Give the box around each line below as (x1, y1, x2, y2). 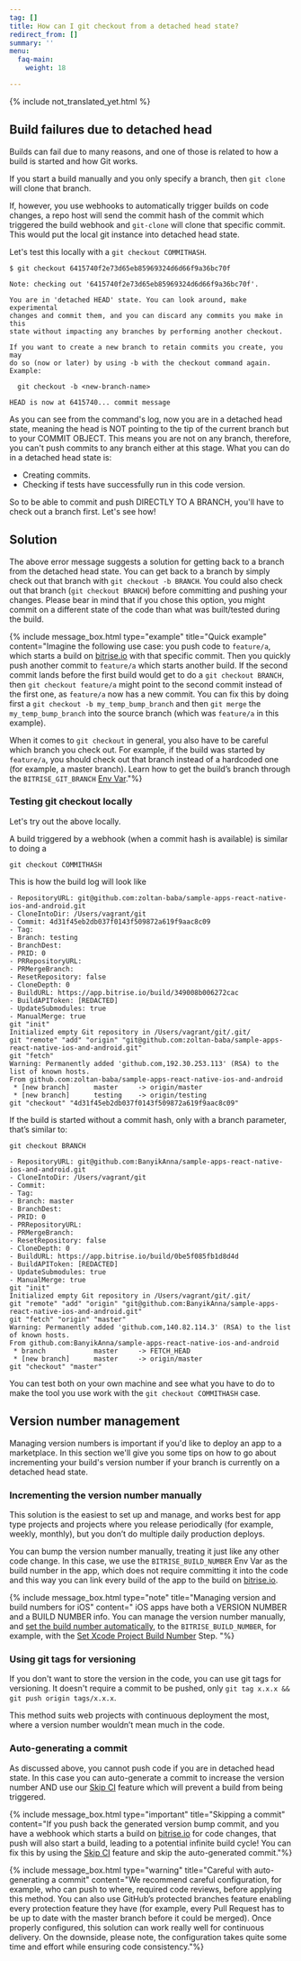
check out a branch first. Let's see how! (9, 506, 156, 516)
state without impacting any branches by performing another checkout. (9, 326, 283, 336)
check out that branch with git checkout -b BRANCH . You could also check (9, 575, 283, 586)
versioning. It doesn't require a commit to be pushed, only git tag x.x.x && (9, 1683, 290, 1694)
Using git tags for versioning (9, 1653, 137, 1665)
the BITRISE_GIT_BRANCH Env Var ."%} (9, 772, 143, 784)
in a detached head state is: (9, 451, 112, 462)
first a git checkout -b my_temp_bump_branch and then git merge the (9, 698, 261, 708)
